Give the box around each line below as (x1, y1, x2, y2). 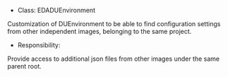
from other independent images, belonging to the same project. (7, 28, 192, 35)
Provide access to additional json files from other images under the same (7, 54, 220, 63)
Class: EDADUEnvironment (17, 6, 95, 14)
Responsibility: (17, 41, 61, 49)
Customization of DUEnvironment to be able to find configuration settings (7, 20, 221, 28)
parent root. (7, 62, 42, 70)
